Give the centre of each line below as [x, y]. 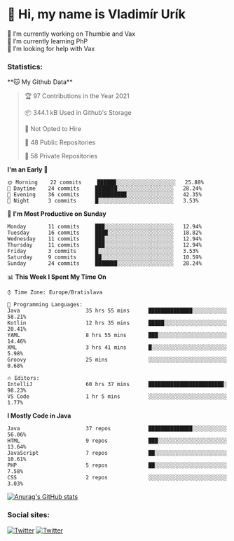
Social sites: [29, 515]
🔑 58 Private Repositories [61, 156]
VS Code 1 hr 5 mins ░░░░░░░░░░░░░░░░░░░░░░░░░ [117, 397]
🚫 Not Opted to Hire [53, 129]
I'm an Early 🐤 [28, 170]
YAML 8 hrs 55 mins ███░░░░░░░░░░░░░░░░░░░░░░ [117, 336]
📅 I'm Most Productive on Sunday [57, 214]
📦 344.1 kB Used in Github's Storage [78, 113]
